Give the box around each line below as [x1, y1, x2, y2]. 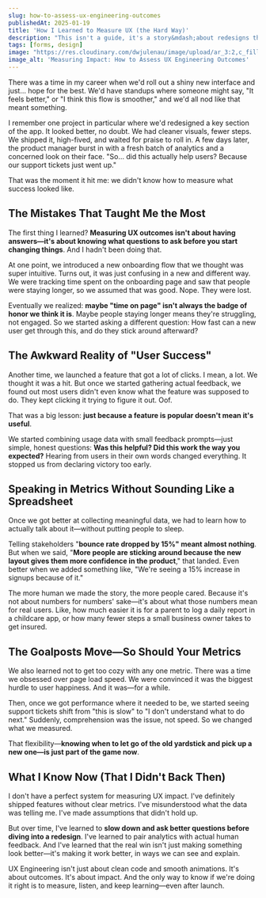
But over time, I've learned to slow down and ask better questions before [8, 823, 249, 832]
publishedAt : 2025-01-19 [8, 19, 90, 27]
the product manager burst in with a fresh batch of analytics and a [8, 143, 224, 153]
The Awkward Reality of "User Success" [8, 349, 212, 363]
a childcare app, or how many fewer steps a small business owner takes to [8, 614, 252, 623]
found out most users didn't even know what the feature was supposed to [8, 386, 249, 396]
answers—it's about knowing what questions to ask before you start [8, 236, 238, 245]
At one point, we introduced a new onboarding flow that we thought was [8, 260, 244, 269]
